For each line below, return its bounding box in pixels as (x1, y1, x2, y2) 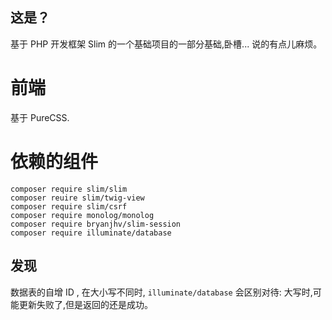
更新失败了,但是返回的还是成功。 (18, 298, 154, 310)
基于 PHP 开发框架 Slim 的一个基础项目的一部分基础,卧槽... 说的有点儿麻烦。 (10, 38, 323, 50)
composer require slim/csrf (10, 201, 128, 212)
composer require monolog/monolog (10, 210, 155, 220)
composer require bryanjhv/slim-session (10, 219, 182, 229)
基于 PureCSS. (10, 111, 70, 123)
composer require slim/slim (10, 184, 128, 194)
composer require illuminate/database (10, 228, 172, 238)
